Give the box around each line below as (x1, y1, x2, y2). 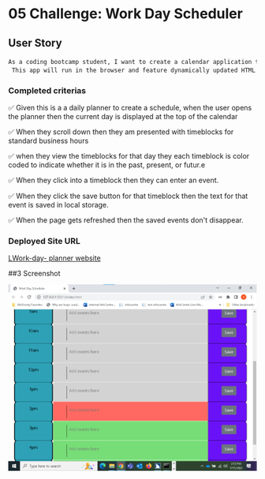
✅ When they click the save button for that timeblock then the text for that (8, 191, 248, 201)
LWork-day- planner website (8, 253, 101, 263)
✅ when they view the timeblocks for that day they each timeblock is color (8, 152, 250, 161)
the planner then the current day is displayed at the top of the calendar (8, 112, 238, 122)
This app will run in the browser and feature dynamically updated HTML (11, 66, 256, 74)
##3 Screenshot (8, 269, 61, 279)
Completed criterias (8, 84, 87, 95)
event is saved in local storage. (8, 200, 109, 210)
